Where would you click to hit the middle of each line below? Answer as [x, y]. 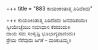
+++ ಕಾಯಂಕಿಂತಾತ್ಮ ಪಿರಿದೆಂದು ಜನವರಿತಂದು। [47, 20]
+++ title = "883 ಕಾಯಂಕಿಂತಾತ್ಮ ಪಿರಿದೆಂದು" [50, 9]
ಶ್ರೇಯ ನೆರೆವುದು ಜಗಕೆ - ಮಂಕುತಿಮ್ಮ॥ [39, 40]
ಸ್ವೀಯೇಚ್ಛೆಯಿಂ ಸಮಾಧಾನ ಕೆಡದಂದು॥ [39, 27]
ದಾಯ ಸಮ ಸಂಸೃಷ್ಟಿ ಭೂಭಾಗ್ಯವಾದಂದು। [41, 34]
